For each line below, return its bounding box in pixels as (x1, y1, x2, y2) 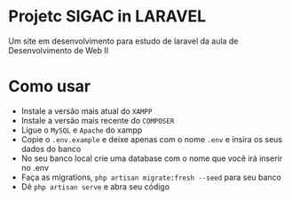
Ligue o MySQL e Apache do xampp (20, 125, 143, 135)
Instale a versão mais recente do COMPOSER (20, 115, 175, 125)
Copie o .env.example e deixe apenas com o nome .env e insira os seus (20, 133, 283, 144)
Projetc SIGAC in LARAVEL (8, 6, 207, 27)
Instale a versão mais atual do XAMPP (20, 105, 153, 117)
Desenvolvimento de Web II (8, 44, 109, 55)
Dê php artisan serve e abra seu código (20, 181, 170, 192)
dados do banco (20, 143, 82, 154)
